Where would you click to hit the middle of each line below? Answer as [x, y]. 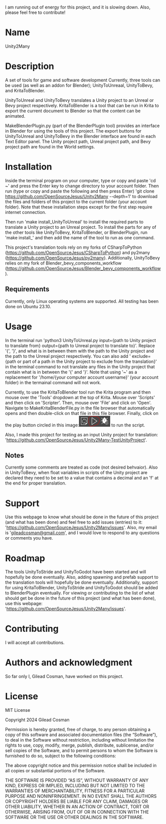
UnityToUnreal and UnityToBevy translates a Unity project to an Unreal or [80, 100]
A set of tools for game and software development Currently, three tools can [83, 80]
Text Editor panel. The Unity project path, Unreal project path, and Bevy [78, 141]
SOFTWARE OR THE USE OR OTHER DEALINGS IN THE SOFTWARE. [74, 817]
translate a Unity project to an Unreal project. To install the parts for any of [81, 227]
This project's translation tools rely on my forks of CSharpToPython [74, 247]
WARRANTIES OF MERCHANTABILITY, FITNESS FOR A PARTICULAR [75, 791]
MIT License [18, 710]
